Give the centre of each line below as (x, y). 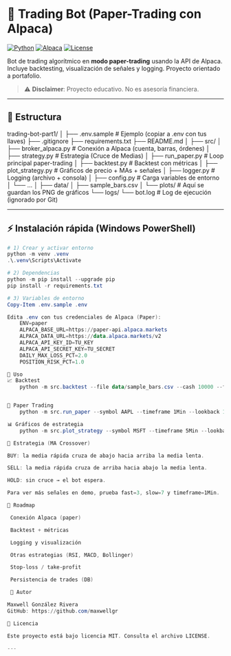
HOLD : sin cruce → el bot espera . (57, 480)
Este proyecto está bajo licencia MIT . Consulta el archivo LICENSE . (109, 636)
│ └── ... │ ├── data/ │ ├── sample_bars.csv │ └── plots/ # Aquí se (106, 184)
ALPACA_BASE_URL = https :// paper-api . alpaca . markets (93, 330)
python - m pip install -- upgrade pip (61, 279)
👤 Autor (21, 592)
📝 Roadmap (21, 505)
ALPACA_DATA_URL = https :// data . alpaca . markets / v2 (90, 337)
